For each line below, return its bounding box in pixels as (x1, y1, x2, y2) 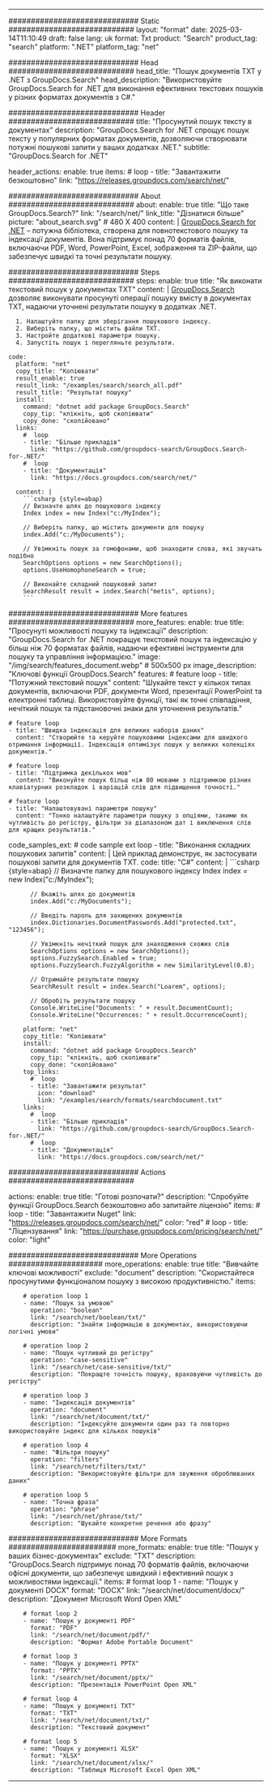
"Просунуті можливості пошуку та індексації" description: (8, 626, 209, 636)
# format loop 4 (23, 1695, 79, 1703)
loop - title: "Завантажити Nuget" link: (8, 1209, 137, 1218)
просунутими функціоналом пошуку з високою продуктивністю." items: (8, 1276, 257, 1286)
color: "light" (8, 1235, 51, 1244)
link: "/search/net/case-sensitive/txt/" (29, 1363, 172, 1371)
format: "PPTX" (29, 1667, 82, 1675)
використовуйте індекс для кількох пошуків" (8, 1427, 161, 1435)
